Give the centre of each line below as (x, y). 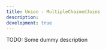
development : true (29, 23)
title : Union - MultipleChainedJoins (53, 12)
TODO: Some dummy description (47, 40)
